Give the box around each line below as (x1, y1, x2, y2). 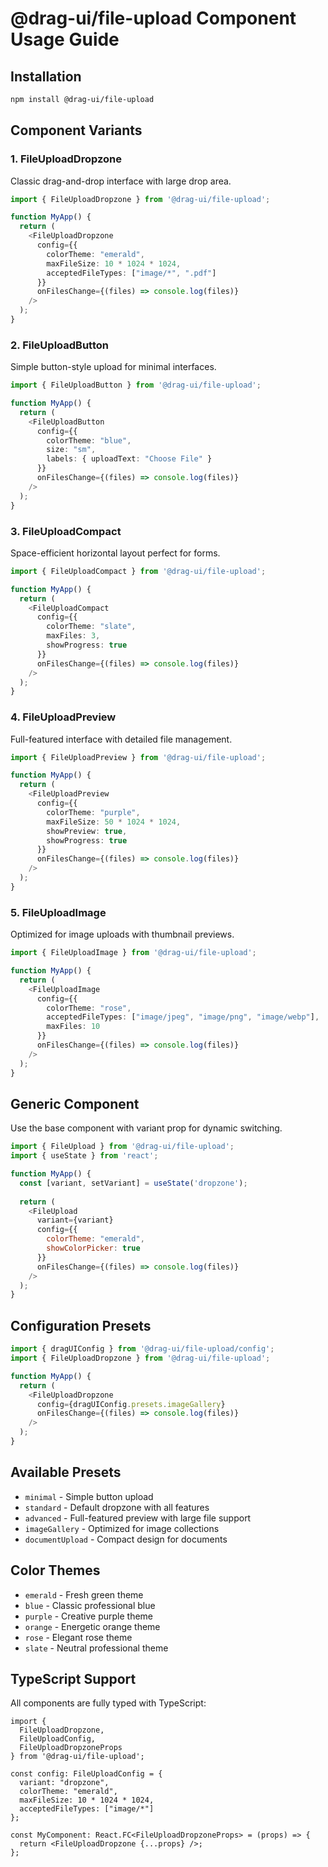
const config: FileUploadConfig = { (10, 1769, 163, 1779)
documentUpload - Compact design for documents (24, 1533, 228, 1545)
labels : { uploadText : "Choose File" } (46, 454, 213, 464)
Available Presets (10, 1464, 122, 1481)
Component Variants (10, 122, 143, 139)
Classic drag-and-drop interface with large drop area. (10, 175, 232, 187)
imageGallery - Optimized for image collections (24, 1522, 220, 1534)
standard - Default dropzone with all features (24, 1501, 210, 1513)
